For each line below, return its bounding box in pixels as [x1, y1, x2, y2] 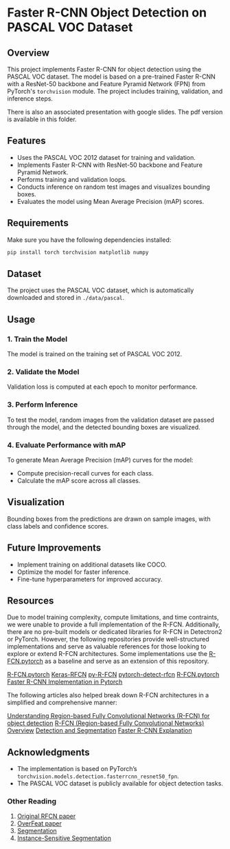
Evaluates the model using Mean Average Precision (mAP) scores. [16, 197, 205, 205]
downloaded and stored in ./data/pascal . [7, 294, 125, 302]
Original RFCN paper [16, 812, 76, 821]
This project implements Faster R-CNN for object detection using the [7, 65, 202, 73]
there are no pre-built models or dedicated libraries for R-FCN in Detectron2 [7, 628, 222, 636]
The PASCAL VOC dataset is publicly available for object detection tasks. [16, 779, 223, 788]
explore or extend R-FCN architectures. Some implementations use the [7, 650, 208, 658]
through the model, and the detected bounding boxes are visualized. [7, 422, 200, 431]
